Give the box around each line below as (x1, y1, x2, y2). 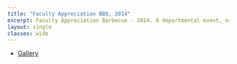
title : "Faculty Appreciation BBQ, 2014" (7, 10, 131, 18)
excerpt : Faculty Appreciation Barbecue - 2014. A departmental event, (7, 17, 222, 24)
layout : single (7, 23, 52, 30)
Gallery (17, 49, 39, 58)
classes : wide (7, 30, 49, 37)
